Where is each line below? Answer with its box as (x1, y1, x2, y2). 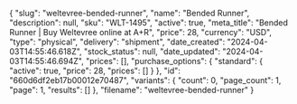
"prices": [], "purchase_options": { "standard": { (85, 56, 264, 66)
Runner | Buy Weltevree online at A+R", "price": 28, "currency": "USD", (9, 27, 273, 37)
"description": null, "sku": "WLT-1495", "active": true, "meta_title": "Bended (9, 17, 289, 28)
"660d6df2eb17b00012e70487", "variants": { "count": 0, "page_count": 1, (9, 75, 282, 85)
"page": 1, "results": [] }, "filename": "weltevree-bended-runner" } (9, 85, 255, 95)
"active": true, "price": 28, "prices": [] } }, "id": (9, 65, 181, 76)
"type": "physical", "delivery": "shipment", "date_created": (9, 36, 226, 47)
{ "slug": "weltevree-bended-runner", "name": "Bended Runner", (9, 8, 250, 18)
